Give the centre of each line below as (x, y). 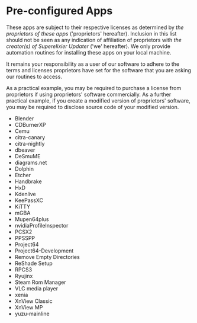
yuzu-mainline (32, 314)
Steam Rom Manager (40, 282)
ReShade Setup (34, 263)
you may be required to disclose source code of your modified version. (93, 107)
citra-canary (30, 137)
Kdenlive (25, 194)
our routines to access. (34, 76)
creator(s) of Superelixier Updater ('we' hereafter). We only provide (88, 46)
